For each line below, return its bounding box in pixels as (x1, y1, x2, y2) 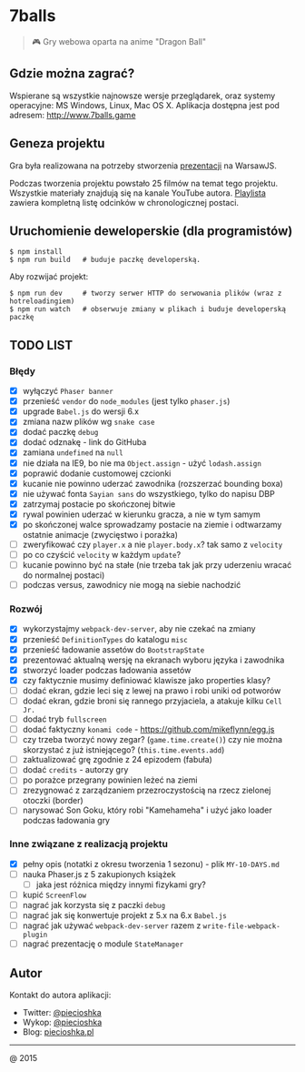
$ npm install (9, 248, 64, 257)
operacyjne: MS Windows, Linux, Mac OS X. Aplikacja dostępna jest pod (9, 99, 280, 110)
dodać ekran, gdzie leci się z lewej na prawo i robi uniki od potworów (22, 684, 281, 696)
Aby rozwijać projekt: (9, 271, 89, 282)
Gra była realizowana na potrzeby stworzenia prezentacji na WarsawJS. (9, 160, 277, 171)
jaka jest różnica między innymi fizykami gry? (35, 879, 206, 890)
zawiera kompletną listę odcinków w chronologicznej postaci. (9, 197, 239, 207)
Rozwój (9, 602, 43, 615)
